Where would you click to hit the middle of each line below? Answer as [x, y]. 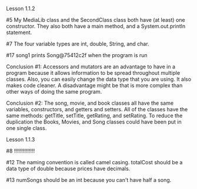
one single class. [26, 128]
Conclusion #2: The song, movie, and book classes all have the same [90, 103]
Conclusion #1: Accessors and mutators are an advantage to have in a [91, 67]
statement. [19, 32]
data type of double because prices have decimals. [68, 168]
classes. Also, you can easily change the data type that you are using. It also [99, 79]
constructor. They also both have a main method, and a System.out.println [96, 26]
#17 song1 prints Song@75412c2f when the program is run [77, 55]
